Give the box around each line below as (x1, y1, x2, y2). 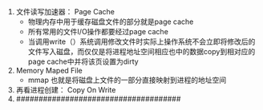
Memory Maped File (15, 66, 83, 75)
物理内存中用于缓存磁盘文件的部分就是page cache (27, 17, 194, 26)
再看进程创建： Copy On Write (15, 85, 116, 94)
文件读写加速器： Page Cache (15, 7, 115, 16)
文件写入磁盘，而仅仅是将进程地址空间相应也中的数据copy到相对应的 (27, 47, 256, 56)
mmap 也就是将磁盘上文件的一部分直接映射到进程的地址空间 (27, 75, 227, 84)
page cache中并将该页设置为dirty (27, 57, 139, 66)
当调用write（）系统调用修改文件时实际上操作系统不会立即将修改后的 (27, 37, 256, 46)
